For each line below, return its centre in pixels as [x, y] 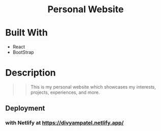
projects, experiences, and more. [65, 92]
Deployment [25, 108]
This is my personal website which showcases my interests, [93, 87]
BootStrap [23, 53]
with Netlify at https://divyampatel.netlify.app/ [64, 123]
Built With [26, 33]
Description [31, 73]
